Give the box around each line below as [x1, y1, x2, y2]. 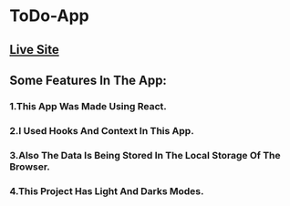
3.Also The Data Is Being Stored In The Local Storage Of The [9, 149, 281, 161]
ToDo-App [9, 5, 89, 26]
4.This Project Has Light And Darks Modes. [9, 184, 204, 197]
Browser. [9, 160, 50, 173]
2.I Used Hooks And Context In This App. [9, 124, 194, 137]
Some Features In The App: [9, 72, 167, 88]
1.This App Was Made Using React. [9, 99, 167, 112]
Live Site [9, 42, 59, 57]
